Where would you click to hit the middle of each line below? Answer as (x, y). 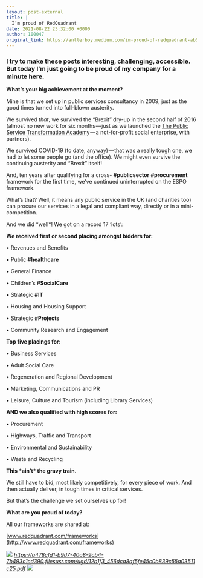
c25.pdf (16, 569)
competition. (22, 213)
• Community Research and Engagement (57, 330)
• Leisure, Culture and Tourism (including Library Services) (79, 400)
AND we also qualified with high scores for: (62, 412)
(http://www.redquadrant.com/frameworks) (60, 542)
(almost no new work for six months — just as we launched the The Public (98, 126)
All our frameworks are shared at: (48, 524)
